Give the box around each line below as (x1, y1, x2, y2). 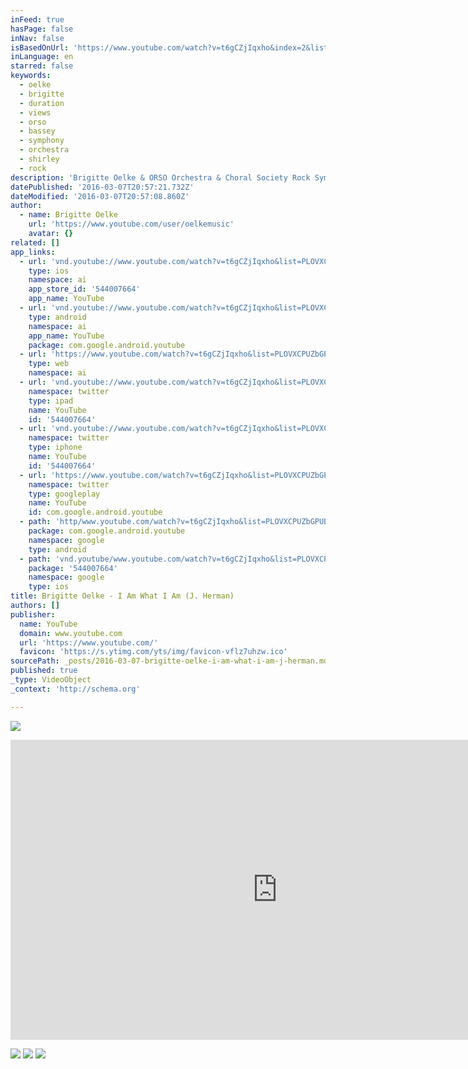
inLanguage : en (10, 52, 74, 62)
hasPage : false (10, 24, 74, 34)
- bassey (19, 126, 56, 136)
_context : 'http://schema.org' (10, 684, 141, 694)
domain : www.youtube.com (19, 628, 123, 638)
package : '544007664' (28, 563, 118, 573)
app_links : (10, 247, 56, 257)
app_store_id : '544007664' (28, 284, 141, 295)
